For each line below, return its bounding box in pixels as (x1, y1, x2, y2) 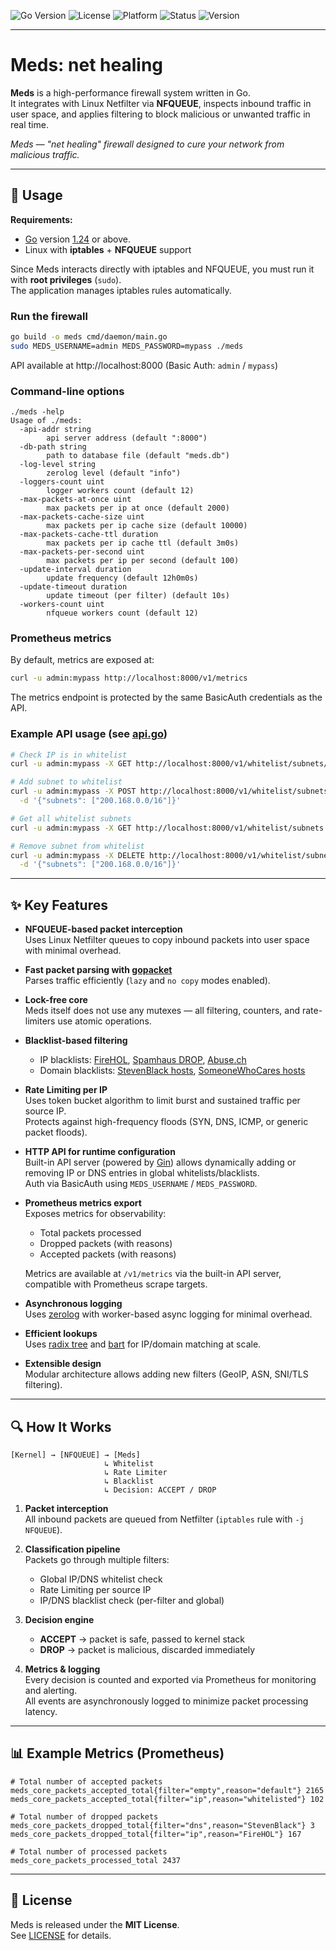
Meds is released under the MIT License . (10, 1918, 180, 1930)
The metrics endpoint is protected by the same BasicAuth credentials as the (10, 691, 323, 704)
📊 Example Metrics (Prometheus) (10, 1745, 225, 1762)
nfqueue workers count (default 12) (46, 608, 199, 619)
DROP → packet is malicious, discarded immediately (39, 1643, 256, 1655)
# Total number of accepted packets (10, 1776, 163, 1787)
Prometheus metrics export (24, 1197, 142, 1209)
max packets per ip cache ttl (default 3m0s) (46, 538, 240, 549)
